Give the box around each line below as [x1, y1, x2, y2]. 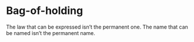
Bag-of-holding [6, 4, 83, 17]
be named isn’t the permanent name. [6, 29, 96, 36]
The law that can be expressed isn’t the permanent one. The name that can [6, 23, 188, 30]
